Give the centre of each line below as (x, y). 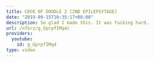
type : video (21, 50)
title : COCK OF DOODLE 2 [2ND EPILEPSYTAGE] (62, 12)
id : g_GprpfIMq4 (37, 45)
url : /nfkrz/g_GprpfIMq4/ (38, 28)
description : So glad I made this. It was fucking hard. (78, 22)
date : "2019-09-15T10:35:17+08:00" (50, 17)
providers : (19, 34)
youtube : (22, 39)
